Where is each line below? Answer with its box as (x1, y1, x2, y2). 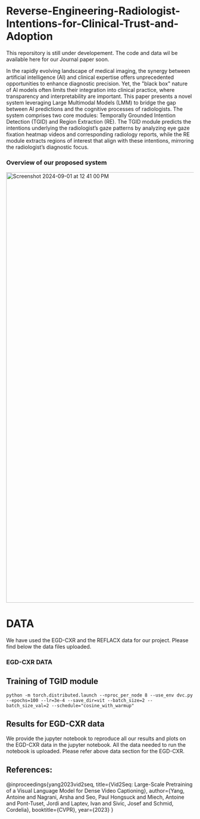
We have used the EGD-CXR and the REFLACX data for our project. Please (6, 637, 189, 644)
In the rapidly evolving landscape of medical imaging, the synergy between (6, 67, 190, 74)
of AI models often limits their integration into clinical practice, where (6, 86, 175, 93)
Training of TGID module (6, 676, 98, 686)
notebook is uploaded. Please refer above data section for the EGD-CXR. (6, 747, 185, 754)
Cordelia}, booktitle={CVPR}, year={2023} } (6, 806, 114, 813)
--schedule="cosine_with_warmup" (51, 703, 135, 708)
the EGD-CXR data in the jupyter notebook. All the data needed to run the (6, 741, 186, 748)
